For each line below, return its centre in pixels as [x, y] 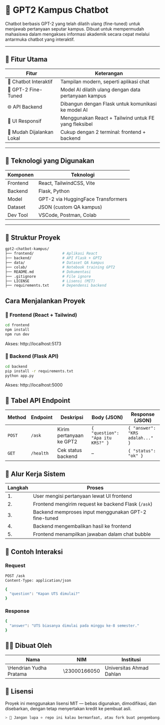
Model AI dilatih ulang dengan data [101, 90]
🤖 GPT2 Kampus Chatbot [57, 10]
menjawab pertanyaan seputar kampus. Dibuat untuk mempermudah [75, 29]
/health [40, 453]
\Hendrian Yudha [27, 667]
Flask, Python [54, 191]
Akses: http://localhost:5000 [34, 385]
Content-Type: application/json [38, 580]
